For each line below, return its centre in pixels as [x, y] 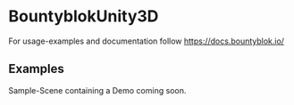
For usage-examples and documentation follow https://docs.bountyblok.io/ [147, 41]
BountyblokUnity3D [84, 16]
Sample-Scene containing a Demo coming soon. [97, 90]
